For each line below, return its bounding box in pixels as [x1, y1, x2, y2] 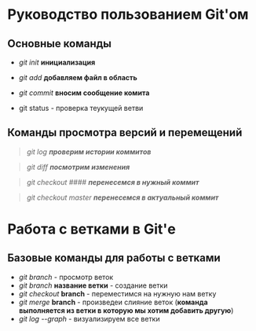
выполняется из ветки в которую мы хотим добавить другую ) [18, 305, 234, 315]
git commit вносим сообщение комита [18, 88, 150, 97]
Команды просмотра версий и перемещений [7, 126, 243, 139]
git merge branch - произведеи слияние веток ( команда [18, 297, 209, 307]
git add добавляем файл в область [18, 73, 138, 82]
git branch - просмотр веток [18, 272, 114, 281]
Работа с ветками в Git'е [7, 220, 176, 237]
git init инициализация [18, 57, 96, 67]
